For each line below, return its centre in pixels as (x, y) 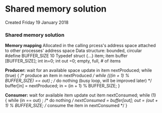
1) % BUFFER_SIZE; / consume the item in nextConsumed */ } (66, 106)
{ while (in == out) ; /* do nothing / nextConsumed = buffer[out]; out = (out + (81, 100)
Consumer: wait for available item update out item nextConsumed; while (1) (81, 95)
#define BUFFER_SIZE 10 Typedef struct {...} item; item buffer (66, 56)
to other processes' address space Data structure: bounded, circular (73, 51)
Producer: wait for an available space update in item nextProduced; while (79, 70)
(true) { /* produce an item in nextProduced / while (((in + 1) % (67, 76)
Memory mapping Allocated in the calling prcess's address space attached (81, 46)
